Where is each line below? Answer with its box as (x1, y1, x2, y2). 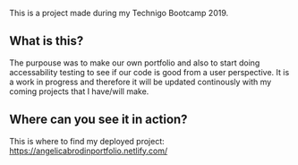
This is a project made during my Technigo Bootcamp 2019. (9, 8, 229, 18)
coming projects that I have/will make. (9, 85, 149, 97)
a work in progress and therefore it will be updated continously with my (9, 76, 272, 87)
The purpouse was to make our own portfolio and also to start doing (9, 57, 260, 68)
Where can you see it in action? (9, 112, 188, 127)
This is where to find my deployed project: (9, 135, 166, 146)
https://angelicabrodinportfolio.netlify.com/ (9, 145, 168, 156)
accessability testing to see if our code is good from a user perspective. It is (9, 66, 290, 77)
